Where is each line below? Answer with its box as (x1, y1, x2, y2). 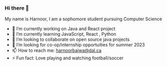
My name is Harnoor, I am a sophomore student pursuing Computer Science (5, 16, 162, 22)
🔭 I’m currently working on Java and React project (12, 26, 116, 32)
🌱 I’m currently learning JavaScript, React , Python (12, 31, 116, 37)
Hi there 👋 (5, 5, 30, 12)
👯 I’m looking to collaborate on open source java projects (12, 36, 130, 42)
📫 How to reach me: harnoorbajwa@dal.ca (12, 47, 102, 53)
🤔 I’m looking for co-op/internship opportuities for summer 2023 (12, 42, 145, 48)
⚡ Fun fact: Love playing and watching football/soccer (12, 55, 124, 61)
